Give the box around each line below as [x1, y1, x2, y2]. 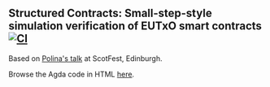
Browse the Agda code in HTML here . [8, 69, 135, 79]
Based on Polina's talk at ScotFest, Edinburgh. [8, 53, 163, 63]
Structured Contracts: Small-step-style [8, 7, 213, 20]
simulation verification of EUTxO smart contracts [8, 20, 263, 33]
